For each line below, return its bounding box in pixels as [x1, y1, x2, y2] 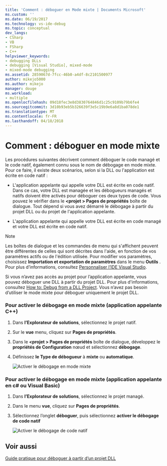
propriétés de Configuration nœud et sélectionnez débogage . [12, 344, 142, 350]
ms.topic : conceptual [5, 26, 50, 31]
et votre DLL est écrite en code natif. [12, 223, 88, 229]
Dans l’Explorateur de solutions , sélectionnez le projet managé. [12, 393, 145, 399]
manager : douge [5, 86, 37, 91]
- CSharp [5, 35, 23, 40]
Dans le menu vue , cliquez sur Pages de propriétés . [12, 403, 120, 409]
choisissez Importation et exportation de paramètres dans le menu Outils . [5, 259, 161, 265]
